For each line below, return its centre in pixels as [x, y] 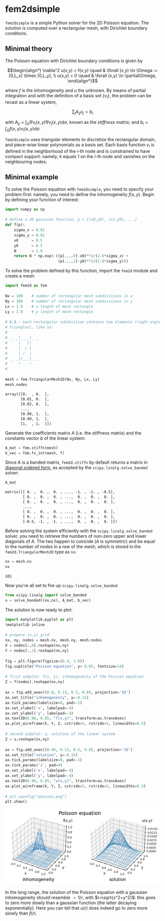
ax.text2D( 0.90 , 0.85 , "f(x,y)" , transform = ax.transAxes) [66, 719]
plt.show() [16, 802]
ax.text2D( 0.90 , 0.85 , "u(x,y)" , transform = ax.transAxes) [66, 781]
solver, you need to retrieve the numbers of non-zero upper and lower [76, 536]
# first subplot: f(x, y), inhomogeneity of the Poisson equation [74, 677]
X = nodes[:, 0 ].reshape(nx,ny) [37, 645]
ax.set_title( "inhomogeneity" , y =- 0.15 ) [47, 697]
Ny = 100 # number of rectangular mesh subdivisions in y [69, 301]
